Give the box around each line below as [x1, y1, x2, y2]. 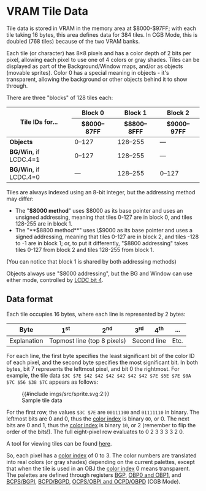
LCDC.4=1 [9, 155, 40, 164]
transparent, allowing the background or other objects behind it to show [6, 75, 188, 83]
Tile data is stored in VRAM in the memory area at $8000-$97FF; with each [6, 25, 196, 32]
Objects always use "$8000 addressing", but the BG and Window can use [6, 270, 193, 277]
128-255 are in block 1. [15, 219, 73, 227]
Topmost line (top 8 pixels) [48, 337, 127, 345]
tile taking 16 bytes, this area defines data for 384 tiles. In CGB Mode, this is [6, 31, 198, 38]
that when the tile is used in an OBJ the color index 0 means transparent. [6, 465, 191, 473]
